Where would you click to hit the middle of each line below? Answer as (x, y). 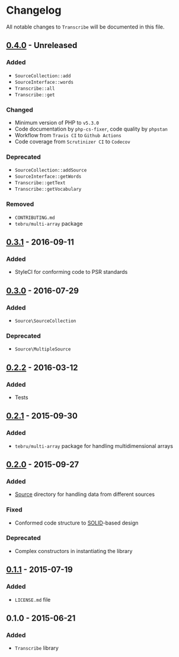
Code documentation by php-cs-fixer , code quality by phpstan (91, 129)
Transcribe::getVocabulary (48, 189)
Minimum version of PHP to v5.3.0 (57, 122)
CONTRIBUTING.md (35, 217)
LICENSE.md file (33, 599)
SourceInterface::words (44, 82)
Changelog (34, 10)
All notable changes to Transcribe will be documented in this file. (85, 27)
